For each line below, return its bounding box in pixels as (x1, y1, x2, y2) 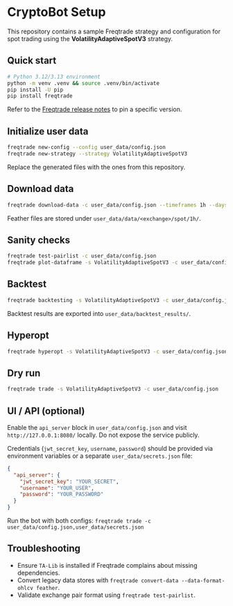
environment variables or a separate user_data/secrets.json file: (7, 452, 193, 460)
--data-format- (181, 577, 225, 584)
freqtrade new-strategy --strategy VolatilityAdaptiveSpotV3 (7, 150, 188, 157)
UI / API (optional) (7, 405, 85, 417)
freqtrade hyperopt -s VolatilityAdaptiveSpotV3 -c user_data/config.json (7, 348, 228, 355)
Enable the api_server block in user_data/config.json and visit (7, 423, 187, 431)
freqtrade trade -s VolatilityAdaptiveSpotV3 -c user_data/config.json (7, 385, 218, 393)
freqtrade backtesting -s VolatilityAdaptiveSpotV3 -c (7, 296, 169, 303)
